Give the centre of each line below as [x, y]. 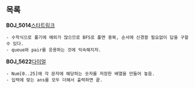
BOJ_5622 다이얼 [26, 61]
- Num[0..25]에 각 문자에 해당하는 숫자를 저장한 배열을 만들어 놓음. [80, 74]
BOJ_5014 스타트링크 [30, 25]
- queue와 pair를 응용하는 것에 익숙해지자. [54, 50]
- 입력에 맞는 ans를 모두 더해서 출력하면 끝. [54, 80]
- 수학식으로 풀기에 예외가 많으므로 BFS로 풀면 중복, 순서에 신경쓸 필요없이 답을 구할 [97, 37]
